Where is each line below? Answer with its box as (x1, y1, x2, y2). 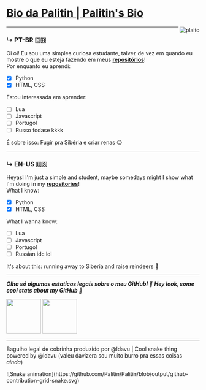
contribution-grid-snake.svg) (6, 377, 80, 384)
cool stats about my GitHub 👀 (6, 287, 83, 294)
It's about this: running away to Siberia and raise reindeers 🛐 (6, 262, 159, 270)
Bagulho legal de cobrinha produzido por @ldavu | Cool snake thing (6, 345, 178, 353)
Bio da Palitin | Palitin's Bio (6, 6, 144, 20)
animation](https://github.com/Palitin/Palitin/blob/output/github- (26, 370, 189, 378)
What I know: (6, 186, 40, 194)
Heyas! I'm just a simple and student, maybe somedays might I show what (6, 174, 193, 181)
